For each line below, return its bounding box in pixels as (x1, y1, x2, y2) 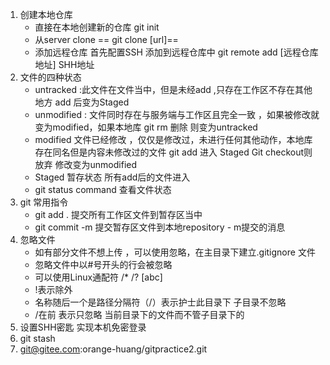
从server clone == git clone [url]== (34, 34, 179, 45)
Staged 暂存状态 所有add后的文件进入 (34, 171, 191, 183)
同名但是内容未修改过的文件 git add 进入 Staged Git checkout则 (52, 146, 313, 158)
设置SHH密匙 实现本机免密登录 (19, 321, 147, 333)
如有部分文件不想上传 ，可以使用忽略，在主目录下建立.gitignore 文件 (34, 246, 316, 258)
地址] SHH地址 (34, 59, 95, 70)
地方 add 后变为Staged (34, 96, 130, 108)
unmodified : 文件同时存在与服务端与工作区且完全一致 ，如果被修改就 (34, 109, 320, 120)
